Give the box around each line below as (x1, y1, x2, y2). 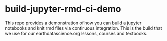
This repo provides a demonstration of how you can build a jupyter (5, 20, 142, 26)
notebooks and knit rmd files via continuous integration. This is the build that (5, 25, 162, 31)
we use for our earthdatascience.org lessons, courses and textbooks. (5, 30, 148, 36)
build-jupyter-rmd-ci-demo (5, 3, 121, 15)
